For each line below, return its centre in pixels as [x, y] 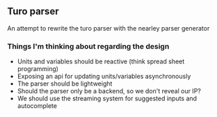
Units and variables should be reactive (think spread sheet [101, 61]
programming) [38, 69]
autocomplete [37, 106]
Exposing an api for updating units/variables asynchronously [104, 77]
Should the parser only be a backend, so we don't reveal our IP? [109, 91]
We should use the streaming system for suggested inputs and [107, 99]
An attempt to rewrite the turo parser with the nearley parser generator [108, 28]
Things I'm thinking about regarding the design [88, 46]
